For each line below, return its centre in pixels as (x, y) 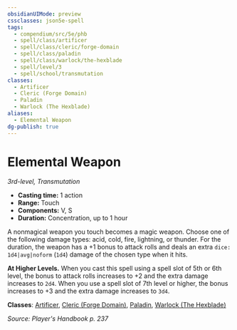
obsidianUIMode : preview (44, 14)
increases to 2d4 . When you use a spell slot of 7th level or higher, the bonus (118, 284)
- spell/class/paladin (47, 54)
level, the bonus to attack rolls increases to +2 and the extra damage (108, 276)
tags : (15, 27)
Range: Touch (38, 203)
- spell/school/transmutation (58, 73)
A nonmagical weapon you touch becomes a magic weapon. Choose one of (118, 232)
